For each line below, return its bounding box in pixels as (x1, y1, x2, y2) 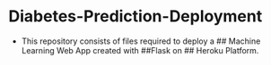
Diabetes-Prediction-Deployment (8, 6, 263, 27)
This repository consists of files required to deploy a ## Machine (21, 36, 261, 46)
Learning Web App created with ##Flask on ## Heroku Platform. (21, 45, 259, 55)
